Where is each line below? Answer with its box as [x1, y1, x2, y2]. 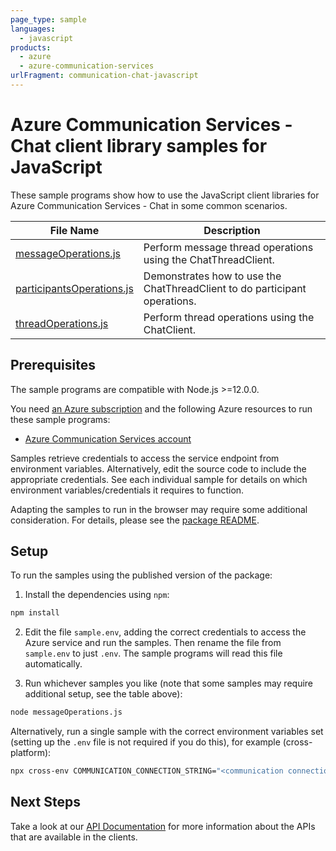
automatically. [24, 658, 83, 670]
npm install [10, 608, 60, 618]
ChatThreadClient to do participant [143, 281, 307, 295]
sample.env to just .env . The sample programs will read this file [24, 647, 283, 660]
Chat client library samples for [10, 135, 268, 158]
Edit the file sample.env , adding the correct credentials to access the [24, 626, 307, 638]
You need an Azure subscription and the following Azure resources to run [10, 402, 313, 415]
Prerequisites [10, 357, 96, 374]
